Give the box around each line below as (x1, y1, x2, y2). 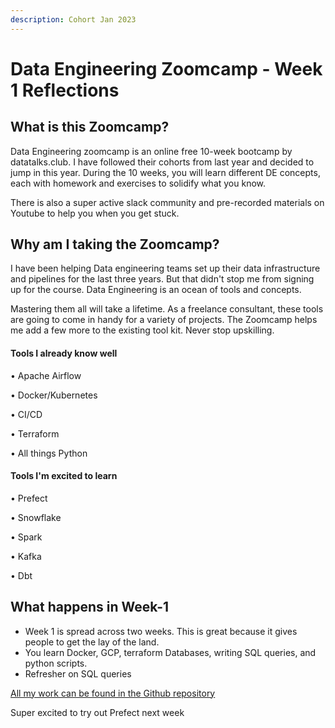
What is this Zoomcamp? (10, 119, 170, 136)
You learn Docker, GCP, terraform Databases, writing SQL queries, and (24, 646, 317, 658)
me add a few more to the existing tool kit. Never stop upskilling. (10, 324, 275, 336)
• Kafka (10, 550, 42, 562)
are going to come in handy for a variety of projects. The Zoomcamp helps (10, 314, 318, 326)
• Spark (10, 531, 43, 543)
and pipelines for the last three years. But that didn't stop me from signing (10, 273, 315, 285)
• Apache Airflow (10, 369, 82, 381)
